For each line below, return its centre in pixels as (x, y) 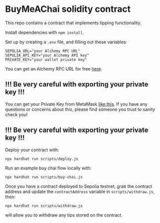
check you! (17, 114)
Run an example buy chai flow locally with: (48, 168)
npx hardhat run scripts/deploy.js (42, 159)
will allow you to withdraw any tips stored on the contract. (64, 215)
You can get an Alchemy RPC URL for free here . (54, 69)
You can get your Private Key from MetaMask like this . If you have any (76, 104)
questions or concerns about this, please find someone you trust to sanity (80, 109)
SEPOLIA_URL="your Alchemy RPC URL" (43, 51)
